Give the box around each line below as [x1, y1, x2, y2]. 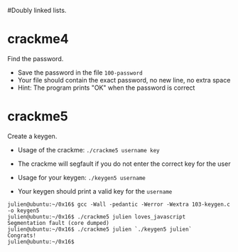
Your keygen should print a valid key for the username [17, 187, 173, 195]
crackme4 [7, 31, 69, 47]
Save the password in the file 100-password [17, 68, 144, 77]
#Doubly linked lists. [7, 6, 67, 14]
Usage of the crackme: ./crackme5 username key [17, 145, 160, 154]
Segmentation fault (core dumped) [7, 219, 110, 226]
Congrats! [7, 231, 37, 239]
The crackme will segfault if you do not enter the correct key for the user [17, 159, 231, 168]
